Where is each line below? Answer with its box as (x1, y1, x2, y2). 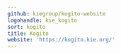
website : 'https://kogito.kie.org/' (7, 36, 115, 43)
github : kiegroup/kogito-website (7, 10, 106, 18)
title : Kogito (7, 29, 50, 37)
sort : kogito (7, 23, 46, 30)
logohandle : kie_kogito (7, 17, 78, 24)
